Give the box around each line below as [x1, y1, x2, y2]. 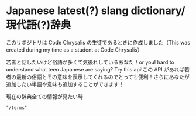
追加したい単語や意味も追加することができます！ [6, 80, 124, 87]
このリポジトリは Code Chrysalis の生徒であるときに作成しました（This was [6, 39, 191, 46]
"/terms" [6, 104, 27, 111]
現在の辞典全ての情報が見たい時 [6, 93, 83, 100]
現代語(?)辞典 [6, 19, 71, 32]
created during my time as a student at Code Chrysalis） [6, 46, 143, 53]
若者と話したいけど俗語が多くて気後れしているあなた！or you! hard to [6, 59, 174, 66]
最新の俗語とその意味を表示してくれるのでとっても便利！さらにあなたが [16, 73, 190, 80]
